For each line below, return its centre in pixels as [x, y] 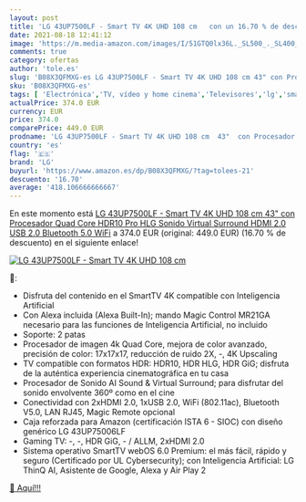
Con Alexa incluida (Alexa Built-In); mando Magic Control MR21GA [146, 315]
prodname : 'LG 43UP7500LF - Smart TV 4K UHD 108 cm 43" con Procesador [153, 137]
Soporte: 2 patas [54, 335]
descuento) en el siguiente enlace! [74, 243]
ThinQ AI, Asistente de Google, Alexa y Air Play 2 [114, 470]
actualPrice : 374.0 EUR [55, 103]
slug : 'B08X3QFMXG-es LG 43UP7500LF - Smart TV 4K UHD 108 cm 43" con [146, 78]
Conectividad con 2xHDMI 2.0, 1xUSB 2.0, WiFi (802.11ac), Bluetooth [151, 403]
